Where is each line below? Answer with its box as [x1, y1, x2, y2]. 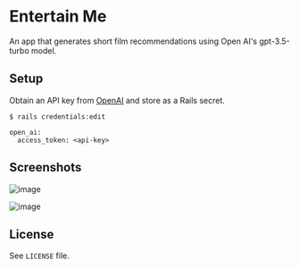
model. [30, 45, 57, 55]
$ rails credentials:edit [9, 112, 105, 121]
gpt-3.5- [258, 36, 290, 46]
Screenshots [9, 160, 82, 175]
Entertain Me [9, 6, 107, 27]
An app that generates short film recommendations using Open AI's [9, 36, 257, 46]
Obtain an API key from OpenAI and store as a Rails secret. [9, 95, 225, 105]
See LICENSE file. [9, 250, 70, 261]
